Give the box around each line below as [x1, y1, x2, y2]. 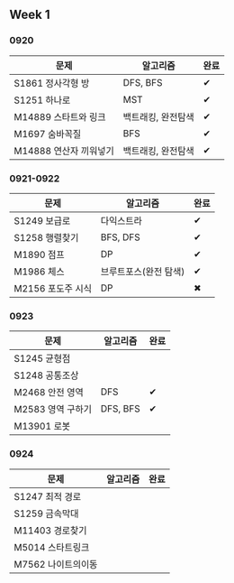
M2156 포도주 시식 [13, 282, 93, 294]
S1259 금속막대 [13, 507, 79, 520]
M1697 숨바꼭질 [13, 127, 82, 140]
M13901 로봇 [13, 420, 71, 432]
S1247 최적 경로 [13, 490, 82, 503]
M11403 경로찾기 [13, 523, 87, 536]
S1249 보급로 [13, 214, 71, 227]
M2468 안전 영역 [13, 386, 84, 399]
